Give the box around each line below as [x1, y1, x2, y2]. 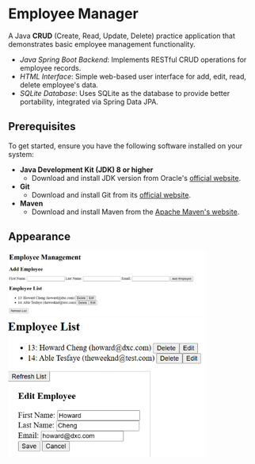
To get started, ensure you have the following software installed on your [8, 140, 243, 151]
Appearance [8, 230, 71, 244]
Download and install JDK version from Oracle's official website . [31, 173, 242, 182]
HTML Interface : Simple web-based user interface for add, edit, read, [19, 71, 247, 81]
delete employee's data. [19, 80, 99, 90]
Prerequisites [8, 120, 76, 133]
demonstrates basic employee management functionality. [8, 39, 196, 48]
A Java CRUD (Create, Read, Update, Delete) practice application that [8, 31, 236, 40]
